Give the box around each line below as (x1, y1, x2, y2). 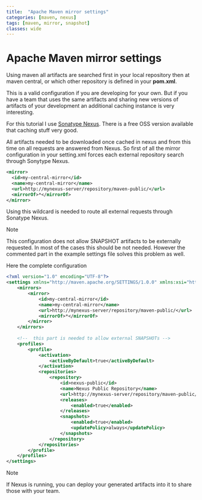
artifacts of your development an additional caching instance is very (6, 102, 175, 110)
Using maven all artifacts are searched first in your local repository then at (6, 72, 190, 79)
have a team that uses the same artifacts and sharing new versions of (6, 96, 179, 103)
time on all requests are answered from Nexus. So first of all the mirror (6, 145, 180, 152)
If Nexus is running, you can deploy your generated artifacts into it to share (6, 481, 192, 488)
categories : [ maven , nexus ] (6, 14, 77, 20)
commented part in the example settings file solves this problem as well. (6, 250, 185, 258)
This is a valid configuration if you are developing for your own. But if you (6, 90, 188, 97)
